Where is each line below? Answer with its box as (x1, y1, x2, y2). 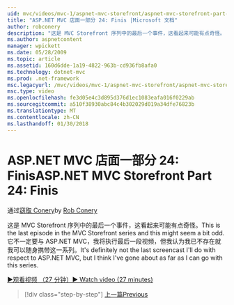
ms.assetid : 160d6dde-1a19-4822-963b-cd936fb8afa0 (7, 62, 157, 69)
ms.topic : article (7, 56, 61, 63)
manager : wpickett (7, 42, 61, 49)
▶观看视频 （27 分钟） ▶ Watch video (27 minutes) (7, 276, 153, 284)
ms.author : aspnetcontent (7, 36, 82, 43)
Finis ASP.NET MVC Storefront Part (7, 168, 212, 183)
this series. (7, 261, 39, 269)
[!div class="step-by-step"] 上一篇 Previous (24, 290, 148, 299)
